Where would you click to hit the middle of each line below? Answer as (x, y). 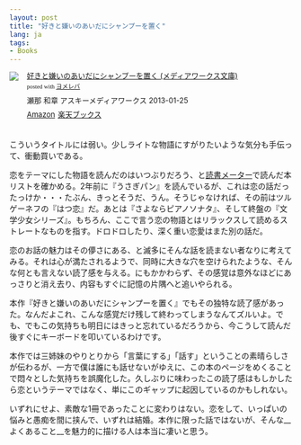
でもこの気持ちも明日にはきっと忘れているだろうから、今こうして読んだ (158, 325)
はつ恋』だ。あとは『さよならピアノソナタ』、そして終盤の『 (168, 209)
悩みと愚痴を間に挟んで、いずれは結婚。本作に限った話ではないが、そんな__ (150, 420)
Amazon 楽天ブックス (64, 115)
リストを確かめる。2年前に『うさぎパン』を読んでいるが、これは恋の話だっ (150, 186)
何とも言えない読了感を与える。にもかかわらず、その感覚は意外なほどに (150, 272)
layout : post (34, 18)
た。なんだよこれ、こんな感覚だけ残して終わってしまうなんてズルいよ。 (143, 314)
